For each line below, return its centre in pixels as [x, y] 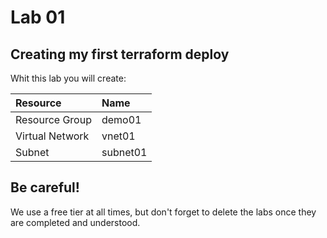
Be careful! [45, 187]
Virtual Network [52, 136]
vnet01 [118, 136]
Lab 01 [38, 17]
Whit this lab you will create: [68, 78]
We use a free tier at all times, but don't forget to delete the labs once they [163, 212]
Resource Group [53, 119]
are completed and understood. [75, 222]
